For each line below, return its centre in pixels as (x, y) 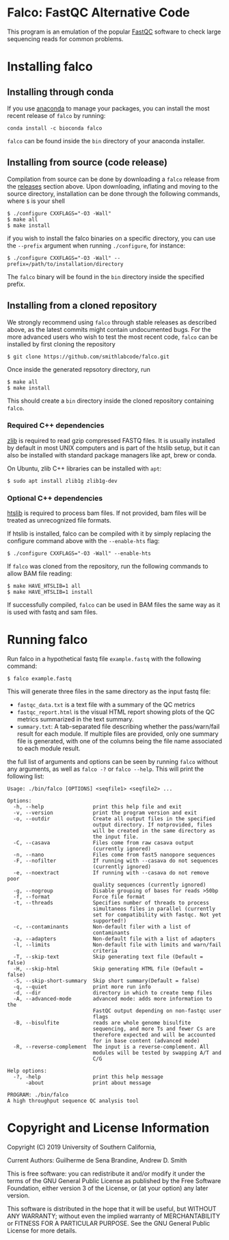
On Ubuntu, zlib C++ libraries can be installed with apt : (84, 468)
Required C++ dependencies (56, 425)
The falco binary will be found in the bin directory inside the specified (106, 276)
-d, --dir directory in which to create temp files (113, 993)
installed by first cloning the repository (62, 344)
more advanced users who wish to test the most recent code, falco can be (112, 337)
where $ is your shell (36, 201)
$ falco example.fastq (39, 679)
